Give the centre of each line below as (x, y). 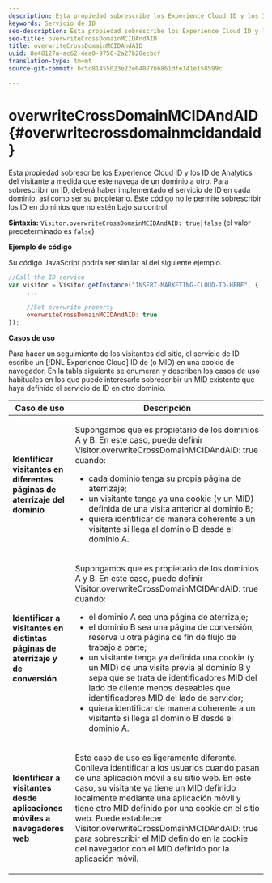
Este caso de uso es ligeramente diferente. (156, 758)
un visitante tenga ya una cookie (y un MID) (171, 499)
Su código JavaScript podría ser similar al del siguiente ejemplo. (115, 262)
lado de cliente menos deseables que (159, 687)
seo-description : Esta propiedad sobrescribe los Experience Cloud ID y (134, 31)
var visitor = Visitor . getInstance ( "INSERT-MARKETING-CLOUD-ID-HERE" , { (134, 285)
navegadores (38, 828)
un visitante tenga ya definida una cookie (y (172, 657)
